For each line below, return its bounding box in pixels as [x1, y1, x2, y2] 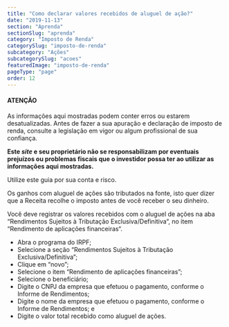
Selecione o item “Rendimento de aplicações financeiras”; [17, 267, 183, 276]
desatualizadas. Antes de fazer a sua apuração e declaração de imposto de [7, 119, 223, 127]
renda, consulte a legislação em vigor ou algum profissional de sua [7, 126, 199, 135]
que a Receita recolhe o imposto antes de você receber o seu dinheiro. [7, 196, 209, 205]
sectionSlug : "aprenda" [7, 29, 76, 37]
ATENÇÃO [7, 96, 37, 104]
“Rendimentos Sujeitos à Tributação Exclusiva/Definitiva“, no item [7, 217, 194, 226]
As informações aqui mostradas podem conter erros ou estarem [7, 112, 190, 120]
